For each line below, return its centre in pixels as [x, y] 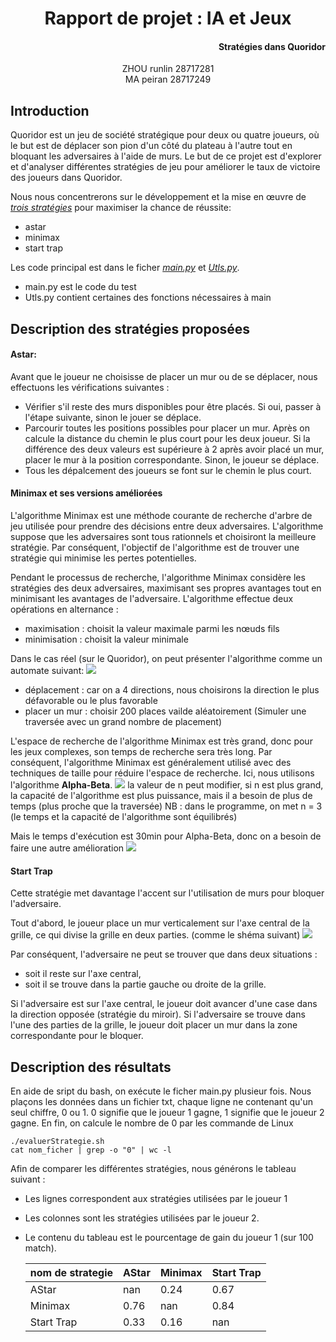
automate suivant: [47, 670]
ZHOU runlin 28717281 [168, 69]
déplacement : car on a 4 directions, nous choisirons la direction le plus [172, 690]
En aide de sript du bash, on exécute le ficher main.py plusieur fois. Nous [161, 1091]
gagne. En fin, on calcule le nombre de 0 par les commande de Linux [152, 1123]
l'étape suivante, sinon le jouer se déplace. [113, 417]
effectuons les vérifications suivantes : [90, 387]
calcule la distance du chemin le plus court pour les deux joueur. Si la [167, 438]
